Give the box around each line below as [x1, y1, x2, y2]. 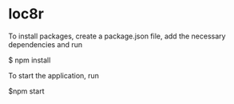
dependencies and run [8, 39, 83, 49]
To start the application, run [8, 70, 100, 80]
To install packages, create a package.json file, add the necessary [8, 31, 226, 41]
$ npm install [8, 55, 51, 65]
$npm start [8, 86, 45, 96]
